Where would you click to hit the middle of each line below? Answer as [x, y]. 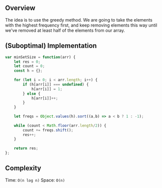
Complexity [23, 168]
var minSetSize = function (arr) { [40, 57]
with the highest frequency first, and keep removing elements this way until [81, 25]
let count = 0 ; [29, 66]
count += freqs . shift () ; [48, 130]
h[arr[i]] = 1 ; [47, 89]
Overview [20, 8]
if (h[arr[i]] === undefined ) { [56, 84]
